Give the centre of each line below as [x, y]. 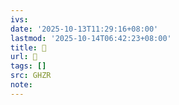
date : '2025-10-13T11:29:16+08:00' [84, 29]
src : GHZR [31, 76]
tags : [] [28, 66]
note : [21, 85]
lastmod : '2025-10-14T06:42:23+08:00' [91, 38]
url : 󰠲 [24, 57]
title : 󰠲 [28, 47]
